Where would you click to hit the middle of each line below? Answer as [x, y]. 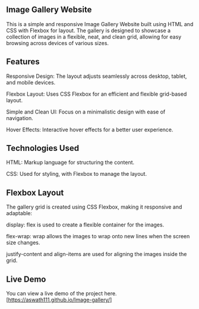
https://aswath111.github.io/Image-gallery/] [60, 300]
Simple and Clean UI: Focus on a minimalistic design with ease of [86, 112]
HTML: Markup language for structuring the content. [70, 162]
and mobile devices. [31, 82]
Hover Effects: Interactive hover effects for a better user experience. [90, 130]
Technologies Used [42, 148]
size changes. [23, 242]
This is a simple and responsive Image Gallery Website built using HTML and [100, 24]
